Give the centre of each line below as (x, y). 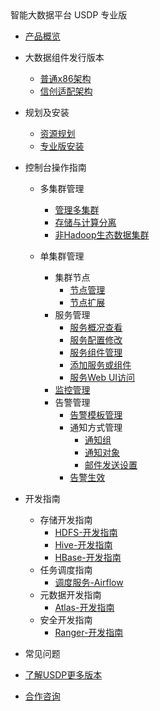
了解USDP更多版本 (63, 675)
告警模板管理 (96, 415)
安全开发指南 (66, 620)
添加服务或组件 (100, 365)
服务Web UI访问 (102, 377)
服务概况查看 (96, 327)
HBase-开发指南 (88, 557)
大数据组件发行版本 (64, 57)
